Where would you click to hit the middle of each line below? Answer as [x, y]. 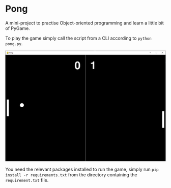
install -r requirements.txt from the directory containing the [71, 175]
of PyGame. [18, 28]
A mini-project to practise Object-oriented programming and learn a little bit [84, 23]
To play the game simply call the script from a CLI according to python [78, 38]
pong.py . [14, 43]
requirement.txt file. [27, 180]
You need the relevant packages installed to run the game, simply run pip [82, 169]
